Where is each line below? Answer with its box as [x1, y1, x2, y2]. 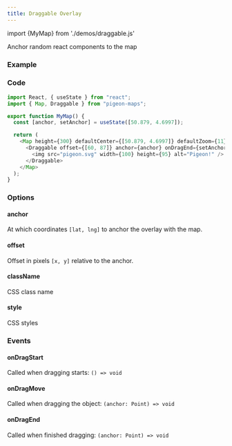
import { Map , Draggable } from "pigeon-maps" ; [7, 100, 147, 107]
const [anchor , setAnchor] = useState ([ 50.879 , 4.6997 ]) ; [13, 119, 184, 126]
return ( [13, 132, 39, 139]
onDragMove [7, 384, 46, 392]
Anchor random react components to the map [7, 42, 137, 50]
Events [7, 336, 31, 345]
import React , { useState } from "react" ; [7, 94, 131, 101]
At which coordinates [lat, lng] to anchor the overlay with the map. [7, 225, 202, 233]
